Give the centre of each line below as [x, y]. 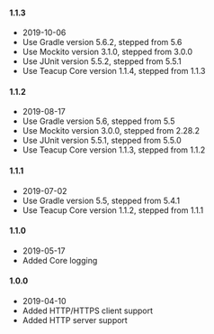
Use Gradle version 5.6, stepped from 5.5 [98, 121]
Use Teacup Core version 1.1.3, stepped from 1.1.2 [114, 150]
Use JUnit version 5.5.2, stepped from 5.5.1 [102, 61]
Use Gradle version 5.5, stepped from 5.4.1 [101, 200]
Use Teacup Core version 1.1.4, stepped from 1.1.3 [114, 71]
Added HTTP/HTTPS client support [88, 311]
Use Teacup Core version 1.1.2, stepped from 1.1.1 [113, 210]
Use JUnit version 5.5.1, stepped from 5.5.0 [102, 141]
